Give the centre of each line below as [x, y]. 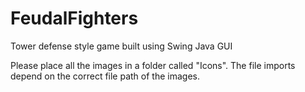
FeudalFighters [74, 18]
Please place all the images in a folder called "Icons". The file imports [153, 65]
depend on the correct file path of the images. [105, 76]
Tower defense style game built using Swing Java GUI [121, 46]
